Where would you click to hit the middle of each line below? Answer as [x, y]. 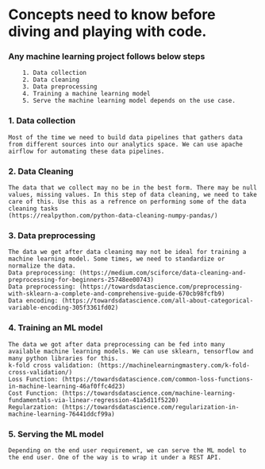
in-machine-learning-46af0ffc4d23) [67, 386]
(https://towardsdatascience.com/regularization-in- [150, 407]
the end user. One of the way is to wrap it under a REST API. [115, 457]
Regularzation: [33, 407]
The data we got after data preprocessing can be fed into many [117, 344]
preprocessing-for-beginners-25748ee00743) [81, 280]
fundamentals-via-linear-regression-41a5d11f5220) [94, 400]
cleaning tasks [33, 209]
